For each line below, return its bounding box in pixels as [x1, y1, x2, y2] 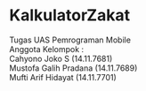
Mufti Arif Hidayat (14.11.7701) [9, 72, 118, 82]
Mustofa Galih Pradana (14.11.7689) [9, 63, 138, 73]
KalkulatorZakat [9, 5, 131, 26]
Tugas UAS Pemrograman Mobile [9, 34, 132, 45]
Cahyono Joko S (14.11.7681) [9, 53, 113, 64]
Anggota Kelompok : [9, 43, 85, 54]
